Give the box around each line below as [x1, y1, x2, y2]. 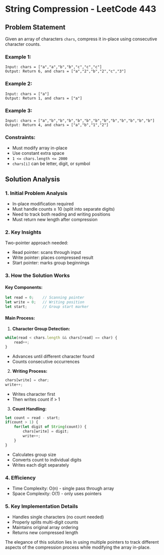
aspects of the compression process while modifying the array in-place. [5, 544, 151, 551]
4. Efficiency [5, 474, 36, 481]
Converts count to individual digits [12, 457, 82, 463]
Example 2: [5, 80, 32, 87]
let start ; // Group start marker [5, 305, 89, 309]
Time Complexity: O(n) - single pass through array [12, 485, 114, 491]
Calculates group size [12, 451, 56, 457]
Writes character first [12, 391, 55, 397]
